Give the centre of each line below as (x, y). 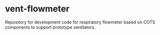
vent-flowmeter (37, 9)
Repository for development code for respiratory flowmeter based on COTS (80, 22)
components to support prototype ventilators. (50, 27)
